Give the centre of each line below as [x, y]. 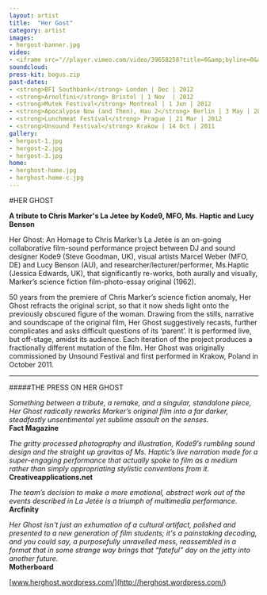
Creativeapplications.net [51, 477]
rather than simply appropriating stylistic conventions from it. [109, 468]
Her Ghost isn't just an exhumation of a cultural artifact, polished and [122, 524]
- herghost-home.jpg [43, 171]
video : [20, 52]
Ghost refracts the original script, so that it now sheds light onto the [119, 305]
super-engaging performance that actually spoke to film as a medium [123, 460]
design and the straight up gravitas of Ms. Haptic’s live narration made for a [133, 451]
